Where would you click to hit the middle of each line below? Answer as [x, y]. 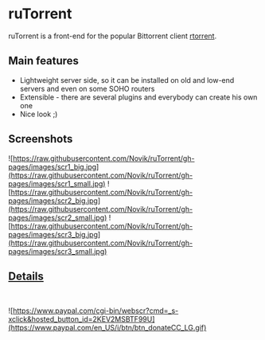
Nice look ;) [39, 114]
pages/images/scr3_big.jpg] [55, 234]
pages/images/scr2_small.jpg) [58, 217]
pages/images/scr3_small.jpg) [58, 251]
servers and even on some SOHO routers [87, 88]
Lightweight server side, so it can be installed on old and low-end [127, 80]
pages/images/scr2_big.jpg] [55, 201]
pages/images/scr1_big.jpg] [54, 166]
